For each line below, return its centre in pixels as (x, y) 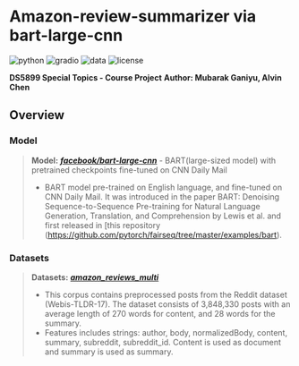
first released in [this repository (103, 225)
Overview (37, 115)
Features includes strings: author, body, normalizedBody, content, (166, 332)
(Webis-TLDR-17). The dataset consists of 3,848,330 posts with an (167, 304)
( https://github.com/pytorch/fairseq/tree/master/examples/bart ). (163, 234)
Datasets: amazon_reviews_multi (95, 277)
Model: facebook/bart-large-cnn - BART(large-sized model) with (154, 160)
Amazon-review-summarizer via (133, 17)
